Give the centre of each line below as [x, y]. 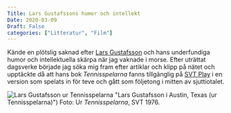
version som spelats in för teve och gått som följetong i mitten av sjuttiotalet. [116, 82]
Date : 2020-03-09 [32, 20]
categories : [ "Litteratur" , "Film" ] [60, 33]
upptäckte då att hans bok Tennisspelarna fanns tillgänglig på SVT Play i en [115, 74]
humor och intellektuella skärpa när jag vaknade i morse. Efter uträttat [107, 60]
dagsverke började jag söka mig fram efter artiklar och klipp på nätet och [111, 67]
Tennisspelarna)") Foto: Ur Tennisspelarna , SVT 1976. [84, 102]
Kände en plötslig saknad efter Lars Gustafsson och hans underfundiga [109, 52]
